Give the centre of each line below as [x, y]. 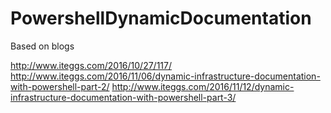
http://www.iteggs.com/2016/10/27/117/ [91, 65]
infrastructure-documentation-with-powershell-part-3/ [123, 97]
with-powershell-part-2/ [60, 86]
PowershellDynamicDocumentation [161, 18]
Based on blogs [42, 46]
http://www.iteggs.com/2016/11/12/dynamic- [203, 86]
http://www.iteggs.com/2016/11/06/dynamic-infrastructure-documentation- [165, 76]
